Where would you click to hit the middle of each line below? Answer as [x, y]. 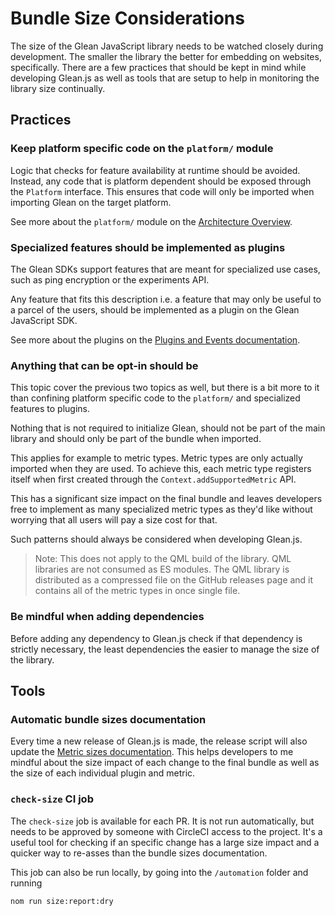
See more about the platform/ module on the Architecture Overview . [151, 221]
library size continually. [58, 88]
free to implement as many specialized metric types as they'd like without [161, 509]
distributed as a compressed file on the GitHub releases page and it [174, 580]
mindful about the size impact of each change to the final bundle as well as [165, 763]
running [26, 883]
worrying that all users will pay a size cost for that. [114, 520]
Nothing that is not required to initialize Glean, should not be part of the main [168, 428]
